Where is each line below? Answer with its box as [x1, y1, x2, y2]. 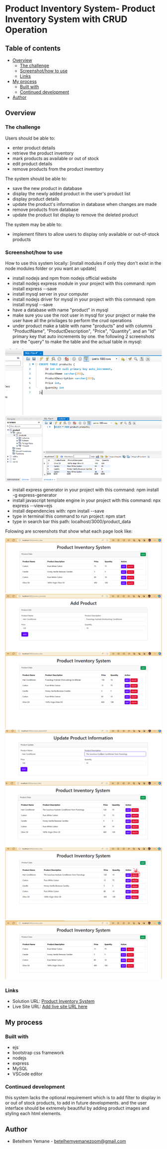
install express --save [12, 285, 57, 292]
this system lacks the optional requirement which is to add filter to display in [5, 1095, 161, 1101]
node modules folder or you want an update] [5, 265, 97, 271]
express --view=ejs [12, 502, 53, 509]
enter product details [12, 145, 56, 151]
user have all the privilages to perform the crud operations [12, 317, 132, 323]
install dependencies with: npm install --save [12, 508, 104, 514]
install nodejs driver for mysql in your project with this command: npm [12, 296, 156, 302]
